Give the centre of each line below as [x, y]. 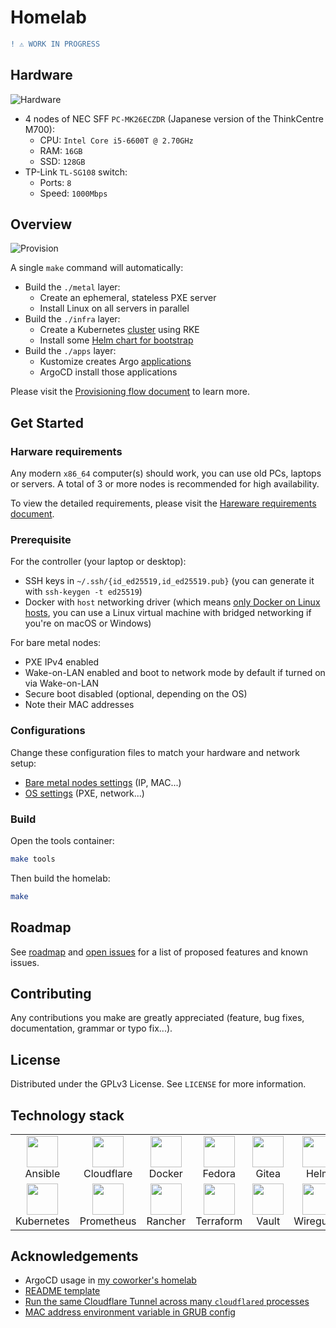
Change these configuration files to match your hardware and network [155, 752]
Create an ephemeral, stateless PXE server [128, 298]
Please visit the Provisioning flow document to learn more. [130, 392]
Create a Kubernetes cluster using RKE [119, 330]
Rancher [166, 1221]
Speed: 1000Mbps [73, 193]
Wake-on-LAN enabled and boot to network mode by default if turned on [175, 673]
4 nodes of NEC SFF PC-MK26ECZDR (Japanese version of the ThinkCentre [174, 118]
